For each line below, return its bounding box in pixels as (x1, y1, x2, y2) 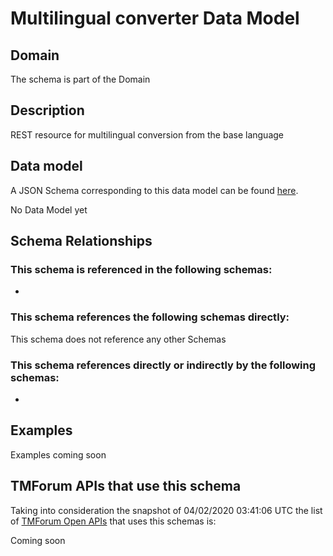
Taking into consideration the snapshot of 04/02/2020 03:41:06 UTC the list (10, 504, 323, 516)
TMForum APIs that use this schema (10, 478, 242, 495)
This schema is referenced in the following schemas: (10, 262, 273, 276)
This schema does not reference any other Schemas (10, 333, 227, 345)
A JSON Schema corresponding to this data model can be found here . (10, 184, 299, 196)
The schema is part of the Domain (10, 73, 151, 85)
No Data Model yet (10, 203, 88, 216)
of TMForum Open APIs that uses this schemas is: (10, 515, 217, 527)
